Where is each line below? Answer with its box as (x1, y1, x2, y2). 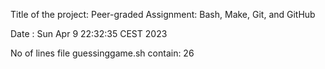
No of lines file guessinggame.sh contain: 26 (10, 47, 195, 59)
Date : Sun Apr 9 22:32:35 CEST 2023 (10, 28, 168, 39)
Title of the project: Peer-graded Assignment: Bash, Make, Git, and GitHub (10, 9, 316, 20)
